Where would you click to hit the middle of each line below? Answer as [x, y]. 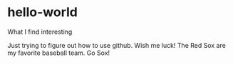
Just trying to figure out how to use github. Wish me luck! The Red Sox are [116, 45]
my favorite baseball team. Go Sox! [59, 53]
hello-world [43, 12]
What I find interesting [40, 32]
